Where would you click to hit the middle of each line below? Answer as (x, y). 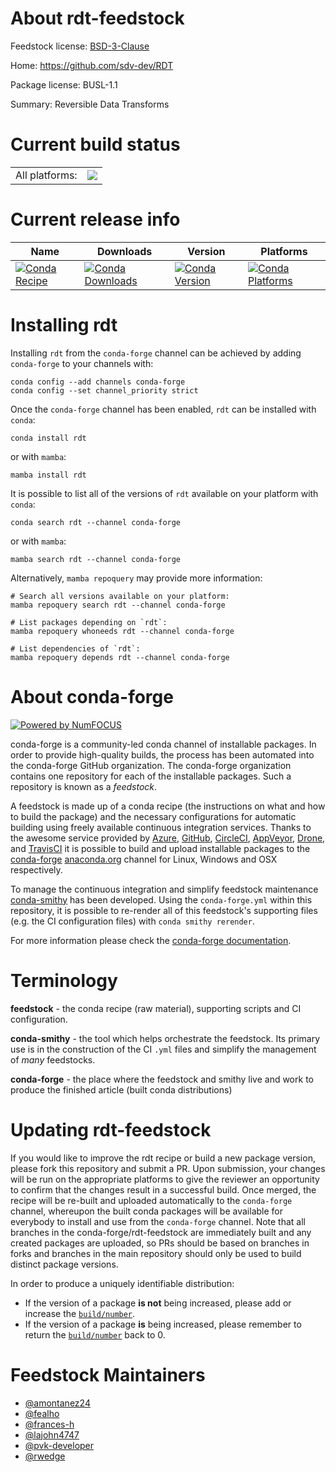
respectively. (36, 869)
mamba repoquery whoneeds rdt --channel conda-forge (122, 631)
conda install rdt (48, 438)
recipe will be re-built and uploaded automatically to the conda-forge (151, 1200)
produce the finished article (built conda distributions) (121, 1089)
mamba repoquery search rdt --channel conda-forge (118, 605)
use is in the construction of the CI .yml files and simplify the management (163, 1049)
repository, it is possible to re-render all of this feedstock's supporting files (164, 910)
